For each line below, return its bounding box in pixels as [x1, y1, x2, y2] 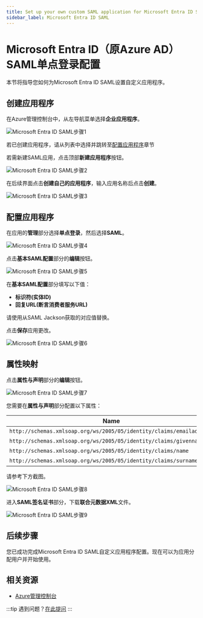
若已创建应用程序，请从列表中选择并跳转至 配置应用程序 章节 [6, 141, 155, 148]
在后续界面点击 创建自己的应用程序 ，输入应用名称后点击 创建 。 [6, 180, 160, 187]
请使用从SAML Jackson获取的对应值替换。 [6, 314, 113, 321]
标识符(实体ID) [14, 294, 51, 301]
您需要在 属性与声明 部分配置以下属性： [6, 402, 101, 409]
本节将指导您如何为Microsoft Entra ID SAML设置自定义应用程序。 [6, 79, 168, 86]
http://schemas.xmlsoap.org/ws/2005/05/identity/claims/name [9, 447, 189, 454]
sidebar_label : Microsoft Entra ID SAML [6, 15, 110, 21]
